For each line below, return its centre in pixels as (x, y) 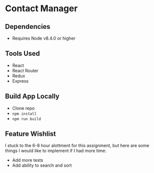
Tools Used (22, 54)
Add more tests (28, 160)
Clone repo (23, 108)
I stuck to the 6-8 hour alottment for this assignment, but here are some (77, 146)
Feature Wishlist (31, 134)
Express (20, 81)
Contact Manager (42, 9)
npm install (24, 114)
